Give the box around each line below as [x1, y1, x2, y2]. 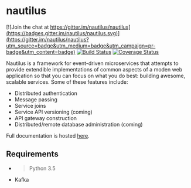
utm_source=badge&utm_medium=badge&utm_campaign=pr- [6, 42, 156, 49]
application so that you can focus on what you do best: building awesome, [6, 72, 186, 79]
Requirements [6, 149, 59, 159]
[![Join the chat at [6, 23, 49, 30]
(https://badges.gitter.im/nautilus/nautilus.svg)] [6, 29, 120, 36]
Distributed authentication [14, 90, 78, 97]
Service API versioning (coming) [14, 108, 93, 115]
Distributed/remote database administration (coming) [14, 121, 143, 128]
